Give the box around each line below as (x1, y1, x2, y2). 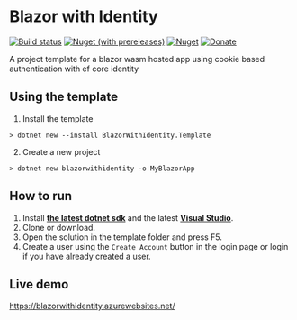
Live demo (9, 277, 69, 292)
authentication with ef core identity (9, 63, 139, 74)
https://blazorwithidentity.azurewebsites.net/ (9, 300, 175, 312)
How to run (9, 188, 73, 204)
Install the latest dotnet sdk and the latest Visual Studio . (22, 212, 234, 223)
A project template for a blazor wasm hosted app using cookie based (9, 53, 265, 64)
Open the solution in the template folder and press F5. (22, 232, 223, 242)
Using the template (9, 89, 119, 105)
